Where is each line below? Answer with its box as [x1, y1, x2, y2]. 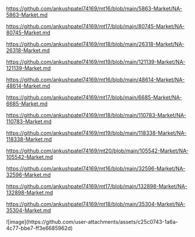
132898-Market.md [6, 189, 53, 196]
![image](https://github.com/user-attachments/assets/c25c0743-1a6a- [6, 219, 178, 225]
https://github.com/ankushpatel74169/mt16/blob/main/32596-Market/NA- [6, 165, 186, 172]
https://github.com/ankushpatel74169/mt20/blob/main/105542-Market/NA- [6, 148, 189, 154]
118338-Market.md [6, 136, 52, 143]
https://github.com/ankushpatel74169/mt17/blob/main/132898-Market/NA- [6, 183, 188, 190]
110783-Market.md [6, 118, 52, 125]
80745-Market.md [6, 29, 51, 36]
